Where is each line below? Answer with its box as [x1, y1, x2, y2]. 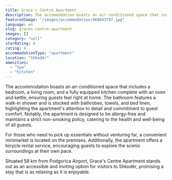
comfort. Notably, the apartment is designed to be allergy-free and [5, 111, 146, 117]
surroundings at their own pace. [5, 148, 73, 154]
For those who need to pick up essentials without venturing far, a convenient [5, 132, 167, 137]
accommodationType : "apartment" [5, 50, 74, 55]
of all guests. [5, 122, 33, 128]
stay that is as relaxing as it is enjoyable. [5, 169, 91, 175]
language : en [5, 22, 33, 27]
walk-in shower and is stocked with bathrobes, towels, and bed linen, [5, 100, 151, 106]
